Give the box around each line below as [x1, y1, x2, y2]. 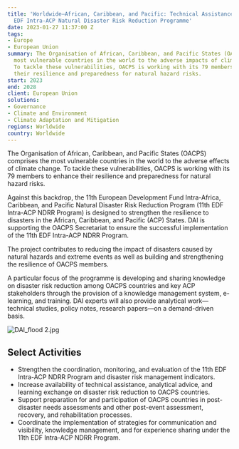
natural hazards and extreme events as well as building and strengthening [7, 252, 224, 261]
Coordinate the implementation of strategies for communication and [17, 418, 217, 427]
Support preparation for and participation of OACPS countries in [17, 396, 206, 404]
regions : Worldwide [7, 123, 65, 130]
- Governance [7, 103, 46, 110]
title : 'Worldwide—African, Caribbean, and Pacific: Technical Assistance [7, 10, 234, 18]
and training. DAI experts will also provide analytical [34, 296, 186, 305]
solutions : [7, 97, 40, 104]
